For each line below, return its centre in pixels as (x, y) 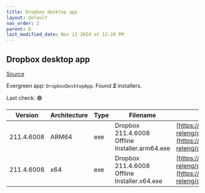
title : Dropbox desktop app (42, 12)
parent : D (19, 29)
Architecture (69, 115)
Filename (143, 115)
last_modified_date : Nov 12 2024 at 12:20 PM (65, 35)
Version (27, 115)
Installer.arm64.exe (143, 148)
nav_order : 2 (23, 23)
